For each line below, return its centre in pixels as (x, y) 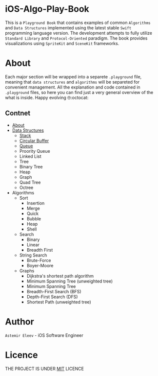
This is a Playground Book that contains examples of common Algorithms (78, 23)
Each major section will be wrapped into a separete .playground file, (73, 76)
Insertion (36, 203)
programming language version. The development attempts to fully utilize (79, 33)
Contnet (18, 113)
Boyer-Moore (40, 265)
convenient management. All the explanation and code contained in (73, 87)
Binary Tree (31, 166)
